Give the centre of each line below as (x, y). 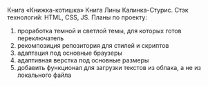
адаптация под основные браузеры (70, 53)
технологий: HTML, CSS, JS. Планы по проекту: (77, 17)
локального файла (44, 75)
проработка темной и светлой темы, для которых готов (99, 31)
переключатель (40, 38)
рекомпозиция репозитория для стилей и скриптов (93, 45)
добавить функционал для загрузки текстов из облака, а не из (109, 68)
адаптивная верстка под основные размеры (83, 60)
